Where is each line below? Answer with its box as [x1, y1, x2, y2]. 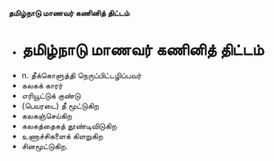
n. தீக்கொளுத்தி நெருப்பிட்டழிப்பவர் [21, 69, 142, 80]
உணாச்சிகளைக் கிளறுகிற [21, 130, 104, 141]
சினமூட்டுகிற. [21, 140, 68, 151]
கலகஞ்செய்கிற [21, 110, 73, 121]
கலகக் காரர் [21, 80, 64, 91]
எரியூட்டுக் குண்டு [21, 90, 82, 101]
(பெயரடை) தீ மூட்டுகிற [21, 100, 100, 111]
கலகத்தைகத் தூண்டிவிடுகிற [21, 121, 118, 131]
